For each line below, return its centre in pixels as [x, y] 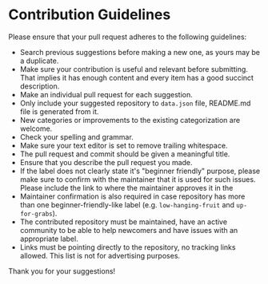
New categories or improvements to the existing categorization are [130, 120]
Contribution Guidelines [90, 15]
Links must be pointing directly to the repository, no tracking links [128, 247]
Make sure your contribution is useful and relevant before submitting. [134, 69]
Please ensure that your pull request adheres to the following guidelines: [128, 37]
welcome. [36, 128]
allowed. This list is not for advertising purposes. [100, 255]
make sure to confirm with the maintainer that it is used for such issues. [138, 179]
